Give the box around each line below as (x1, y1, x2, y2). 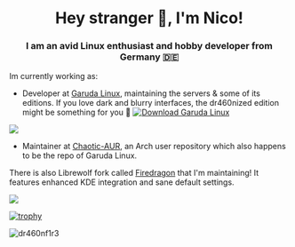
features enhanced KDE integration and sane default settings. (9, 177, 235, 187)
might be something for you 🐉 (21, 107, 132, 118)
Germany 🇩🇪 (119, 51, 179, 63)
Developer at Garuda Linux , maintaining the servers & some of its (21, 88, 260, 99)
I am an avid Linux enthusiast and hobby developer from (26, 40, 273, 52)
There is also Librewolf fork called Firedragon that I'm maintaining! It (9, 168, 259, 179)
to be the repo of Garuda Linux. (21, 150, 138, 161)
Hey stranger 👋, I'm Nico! (54, 8, 244, 28)
